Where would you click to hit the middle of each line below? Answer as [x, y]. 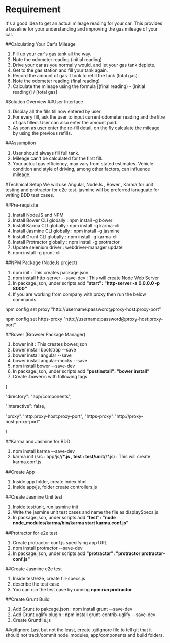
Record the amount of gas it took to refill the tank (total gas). [76, 75]
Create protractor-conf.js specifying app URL [60, 542]
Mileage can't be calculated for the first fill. [58, 158]
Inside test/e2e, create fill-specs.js [49, 578]
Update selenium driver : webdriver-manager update [67, 247]
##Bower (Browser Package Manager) [45, 334]
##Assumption [21, 143]
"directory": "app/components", [39, 396]
